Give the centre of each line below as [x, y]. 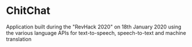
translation [19, 39]
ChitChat [28, 11]
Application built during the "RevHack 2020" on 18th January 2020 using [94, 27]
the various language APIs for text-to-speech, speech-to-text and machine [96, 32]
